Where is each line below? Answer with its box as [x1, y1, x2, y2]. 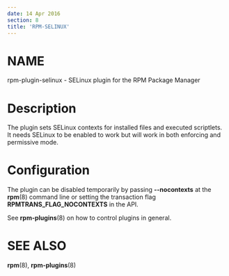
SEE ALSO [7, 238, 67, 254]
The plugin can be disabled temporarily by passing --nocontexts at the [7, 186, 212, 194]
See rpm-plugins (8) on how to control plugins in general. [7, 213, 172, 222]
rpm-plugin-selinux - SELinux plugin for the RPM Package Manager [7, 76, 200, 84]
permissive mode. [7, 138, 59, 147]
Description [7, 100, 77, 116]
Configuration [7, 163, 90, 178]
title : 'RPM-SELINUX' [7, 23, 70, 30]
